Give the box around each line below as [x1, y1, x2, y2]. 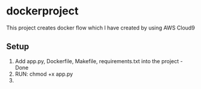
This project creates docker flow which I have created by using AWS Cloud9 [6, 24, 196, 31]
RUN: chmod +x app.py [14, 70, 73, 78]
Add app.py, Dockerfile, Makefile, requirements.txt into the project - [14, 57, 183, 64]
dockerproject [6, 4, 79, 18]
